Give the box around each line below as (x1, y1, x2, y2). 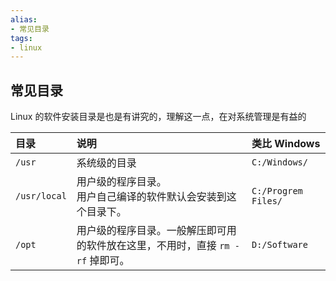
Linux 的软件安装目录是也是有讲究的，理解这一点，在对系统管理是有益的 (10, 111, 307, 123)
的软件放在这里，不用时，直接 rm (76, 239, 230, 253)
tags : (10, 33, 33, 43)
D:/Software (251, 239, 308, 251)
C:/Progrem (251, 186, 303, 197)
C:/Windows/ (251, 157, 308, 168)
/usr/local (15, 191, 67, 202)
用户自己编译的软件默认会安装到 (76, 190, 227, 204)
